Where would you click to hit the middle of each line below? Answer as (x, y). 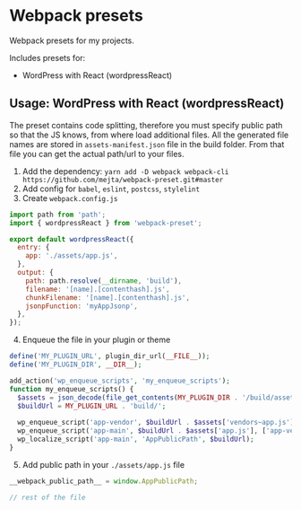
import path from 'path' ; (57, 215)
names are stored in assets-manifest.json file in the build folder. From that (147, 144)
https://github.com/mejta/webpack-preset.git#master (123, 180)
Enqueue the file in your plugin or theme (96, 340)
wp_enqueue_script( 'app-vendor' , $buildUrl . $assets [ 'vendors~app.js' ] (156, 423)
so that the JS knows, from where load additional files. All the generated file (149, 135)
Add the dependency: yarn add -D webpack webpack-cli (125, 171)
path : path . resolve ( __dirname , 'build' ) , (103, 281)
